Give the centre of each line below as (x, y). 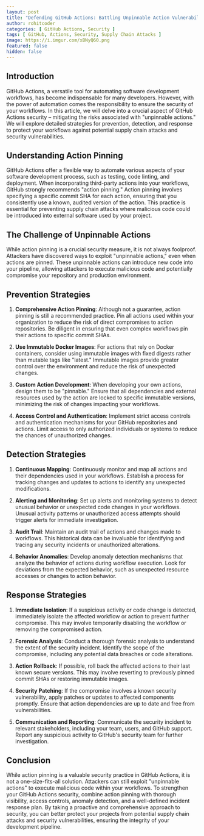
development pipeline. (34, 827)
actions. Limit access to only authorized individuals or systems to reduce (106, 429)
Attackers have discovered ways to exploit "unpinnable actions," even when (101, 256)
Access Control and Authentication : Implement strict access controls (103, 416)
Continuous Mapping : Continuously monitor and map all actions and (101, 469)
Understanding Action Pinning (65, 155)
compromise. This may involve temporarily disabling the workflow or (100, 623)
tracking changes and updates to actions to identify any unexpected (100, 482)
